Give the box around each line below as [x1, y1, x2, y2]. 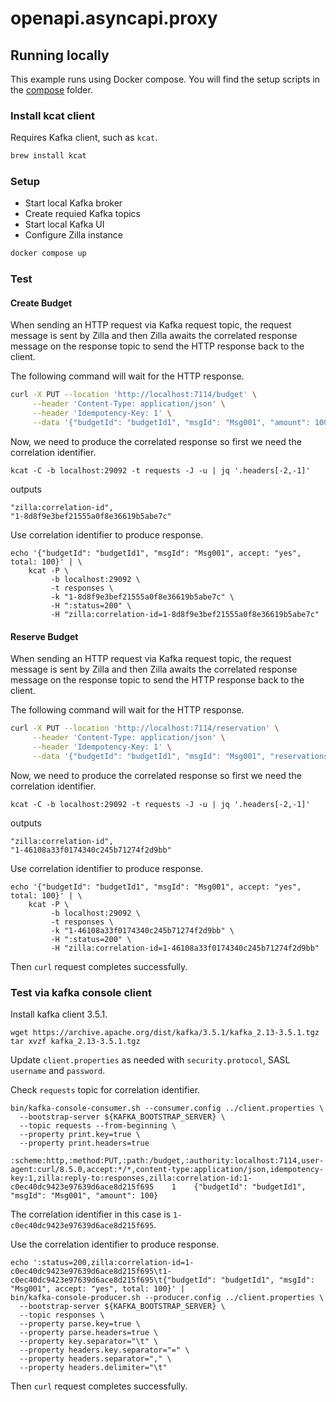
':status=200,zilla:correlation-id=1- [32, 1257, 195, 1267]
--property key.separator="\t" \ [19, 1336, 159, 1346]
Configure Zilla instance [24, 229, 124, 241]
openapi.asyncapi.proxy [10, 7, 218, 30]
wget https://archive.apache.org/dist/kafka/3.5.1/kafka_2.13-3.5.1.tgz [10, 1027, 320, 1037]
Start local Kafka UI [24, 218, 105, 231]
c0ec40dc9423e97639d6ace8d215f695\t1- [10, 1266, 172, 1276]
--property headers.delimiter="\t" [19, 1362, 168, 1372]
